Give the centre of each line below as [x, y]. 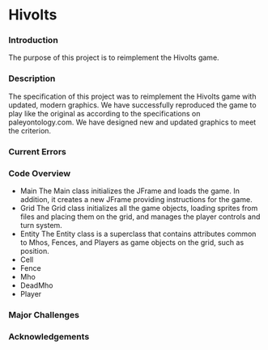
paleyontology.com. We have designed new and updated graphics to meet [132, 122]
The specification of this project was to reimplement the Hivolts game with [132, 96]
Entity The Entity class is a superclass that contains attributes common [138, 234]
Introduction [33, 40]
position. [35, 251]
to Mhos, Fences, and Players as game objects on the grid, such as [132, 242]
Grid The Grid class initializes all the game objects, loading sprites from [139, 208]
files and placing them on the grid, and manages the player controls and [140, 217]
